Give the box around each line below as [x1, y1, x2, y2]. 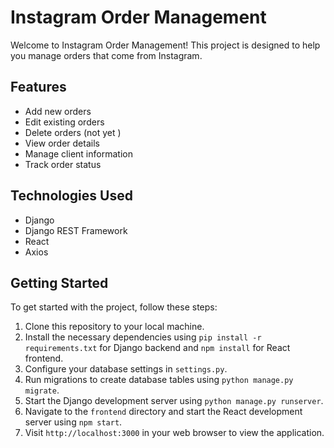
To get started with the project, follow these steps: [10, 301, 218, 313]
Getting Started [10, 274, 109, 291]
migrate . [24, 384, 60, 396]
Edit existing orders [24, 116, 105, 128]
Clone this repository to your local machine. [24, 321, 205, 333]
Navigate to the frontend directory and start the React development [24, 406, 303, 418]
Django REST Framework [24, 224, 128, 236]
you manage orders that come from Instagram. [10, 49, 203, 61]
